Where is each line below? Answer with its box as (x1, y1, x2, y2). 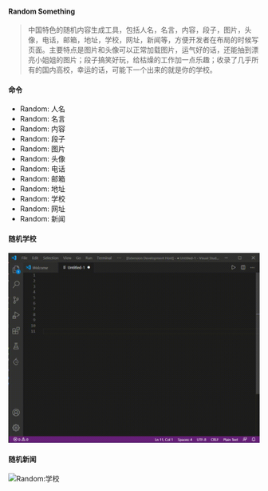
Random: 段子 (19, 134, 66, 144)
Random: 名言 (19, 114, 66, 124)
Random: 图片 (19, 144, 66, 154)
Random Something (8, 6, 76, 16)
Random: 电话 (19, 164, 66, 174)
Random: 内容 (19, 124, 66, 134)
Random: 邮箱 (19, 174, 66, 184)
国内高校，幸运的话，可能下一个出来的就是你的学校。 (41, 65, 217, 75)
